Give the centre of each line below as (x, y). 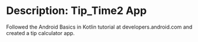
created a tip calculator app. (41, 33)
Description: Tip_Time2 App (76, 11)
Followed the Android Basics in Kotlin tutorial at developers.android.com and (99, 27)
